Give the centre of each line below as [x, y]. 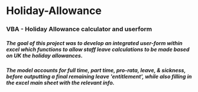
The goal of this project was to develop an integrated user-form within [95, 43]
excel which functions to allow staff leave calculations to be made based [98, 49]
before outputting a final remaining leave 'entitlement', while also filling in [99, 77]
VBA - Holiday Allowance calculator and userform [79, 29]
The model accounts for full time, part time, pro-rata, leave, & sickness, [96, 70]
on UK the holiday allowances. [44, 55]
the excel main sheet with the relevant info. [61, 83]
